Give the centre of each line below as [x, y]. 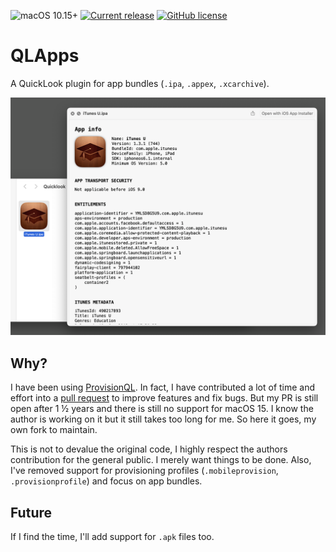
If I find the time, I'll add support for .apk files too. [112, 537]
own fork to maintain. [54, 430]
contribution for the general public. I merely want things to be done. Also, [161, 460]
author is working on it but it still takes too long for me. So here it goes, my [163, 419]
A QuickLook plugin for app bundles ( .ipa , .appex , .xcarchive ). [140, 83]
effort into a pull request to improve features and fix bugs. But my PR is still [164, 398]
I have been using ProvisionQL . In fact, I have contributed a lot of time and [163, 387]
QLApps [45, 56]
